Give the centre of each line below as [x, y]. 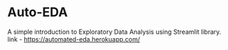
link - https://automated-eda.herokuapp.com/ [74, 39]
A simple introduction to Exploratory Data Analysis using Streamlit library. [114, 32]
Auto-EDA [38, 12]
